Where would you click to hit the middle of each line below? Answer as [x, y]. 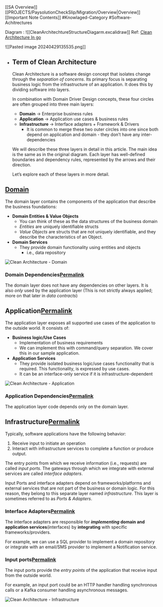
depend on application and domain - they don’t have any [83, 135]
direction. [22, 165]
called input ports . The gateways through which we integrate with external [80, 468]
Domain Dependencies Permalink [45, 274]
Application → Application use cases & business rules [74, 119]
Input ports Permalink [31, 560]
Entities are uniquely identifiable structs [59, 226]
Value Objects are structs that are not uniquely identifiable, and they [88, 231]
